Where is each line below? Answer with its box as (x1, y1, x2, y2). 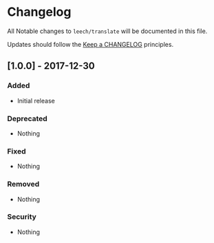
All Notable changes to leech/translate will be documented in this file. (7, 27, 208, 35)
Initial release (17, 96, 55, 105)
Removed (7, 180, 40, 189)
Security (7, 212, 36, 222)
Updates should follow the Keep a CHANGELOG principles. (7, 40, 174, 48)
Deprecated (7, 114, 48, 123)
